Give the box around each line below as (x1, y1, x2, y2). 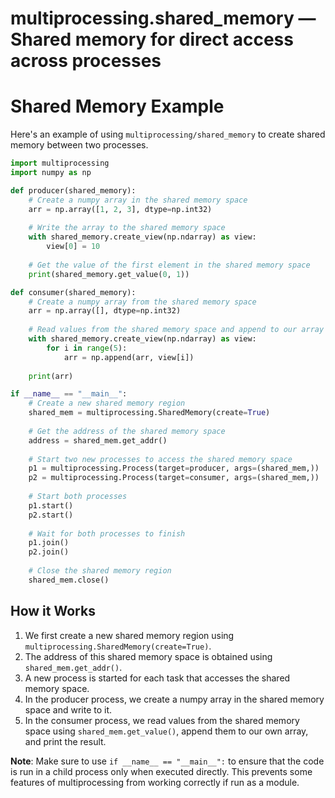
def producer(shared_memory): (10, 185, 137, 196)
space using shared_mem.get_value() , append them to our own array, (24, 725, 309, 737)
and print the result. (24, 735, 107, 747)
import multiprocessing (10, 158, 110, 169)
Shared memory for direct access (10, 28, 294, 51)
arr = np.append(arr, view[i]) (63, 352, 195, 362)
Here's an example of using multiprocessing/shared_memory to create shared (10, 128, 326, 141)
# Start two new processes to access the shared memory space (28, 454, 293, 464)
